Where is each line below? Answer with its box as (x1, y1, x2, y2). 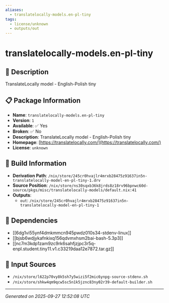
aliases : (5, 7, 24, 13)
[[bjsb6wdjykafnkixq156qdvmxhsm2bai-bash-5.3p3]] (12, 235, 123, 241)
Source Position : (12, 182, 48, 188)
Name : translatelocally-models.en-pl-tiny (12, 112, 105, 118)
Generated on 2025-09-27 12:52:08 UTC (5, 293, 90, 299)
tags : (5, 17, 17, 22)
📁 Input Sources (5, 260, 56, 269)
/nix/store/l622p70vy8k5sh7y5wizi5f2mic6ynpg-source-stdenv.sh (12, 274, 148, 279)
